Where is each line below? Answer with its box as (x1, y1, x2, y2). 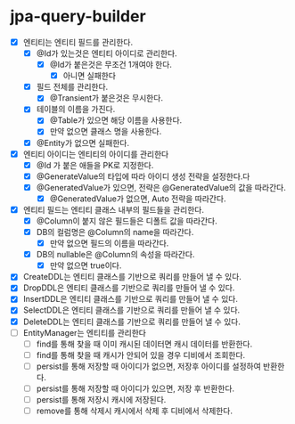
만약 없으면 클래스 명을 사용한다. (49, 126, 162, 137)
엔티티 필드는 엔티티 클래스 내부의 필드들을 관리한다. (22, 204, 204, 215)
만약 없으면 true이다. (49, 260, 122, 271)
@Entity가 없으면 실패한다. (36, 137, 130, 148)
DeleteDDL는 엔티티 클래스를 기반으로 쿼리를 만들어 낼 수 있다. (22, 316, 242, 327)
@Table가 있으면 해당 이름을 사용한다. (49, 115, 183, 126)
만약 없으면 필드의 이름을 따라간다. (49, 238, 169, 249)
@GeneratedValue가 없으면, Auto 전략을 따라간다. (49, 193, 226, 204)
